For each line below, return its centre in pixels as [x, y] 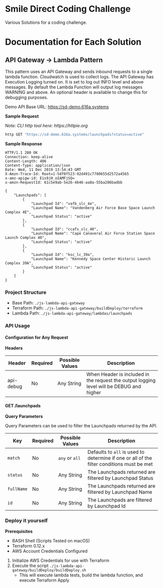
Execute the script [30, 565]
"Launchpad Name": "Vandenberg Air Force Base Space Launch [93, 208]
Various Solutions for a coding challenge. [46, 22]
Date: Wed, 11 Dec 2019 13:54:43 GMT [43, 169]
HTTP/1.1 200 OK [21, 152]
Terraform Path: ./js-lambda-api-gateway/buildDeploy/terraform [77, 308]
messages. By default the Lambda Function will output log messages [74, 87]
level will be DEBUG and [114, 386]
